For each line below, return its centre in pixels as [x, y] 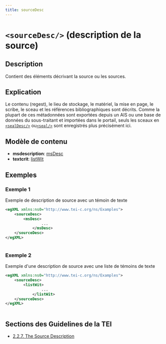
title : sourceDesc [24, 10]
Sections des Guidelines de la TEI [59, 324]
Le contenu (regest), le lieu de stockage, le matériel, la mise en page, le [79, 104]
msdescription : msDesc [38, 154]
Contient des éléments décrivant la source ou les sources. [66, 76]
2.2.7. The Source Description [43, 336]
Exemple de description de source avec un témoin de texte [66, 200]
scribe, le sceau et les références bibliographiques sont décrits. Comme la [82, 109]
